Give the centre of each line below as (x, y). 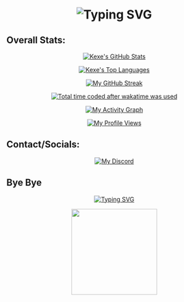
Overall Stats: (36, 40)
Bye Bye (24, 183)
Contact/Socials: (43, 144)
